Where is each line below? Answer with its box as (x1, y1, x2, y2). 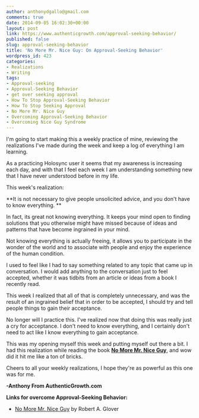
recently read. (6, 281, 40, 288)
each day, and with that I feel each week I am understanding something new (6, 166, 193, 173)
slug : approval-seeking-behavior (6, 42, 89, 48)
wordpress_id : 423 (6, 53, 52, 59)
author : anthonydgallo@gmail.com (6, 8, 89, 15)
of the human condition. (6, 250, 65, 257)
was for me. (6, 371, 36, 378)
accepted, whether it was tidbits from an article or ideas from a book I (6, 274, 177, 281)
